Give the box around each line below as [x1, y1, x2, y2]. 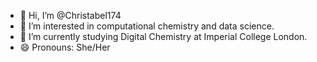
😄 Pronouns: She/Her [19, 41, 111, 53]
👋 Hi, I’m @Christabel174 [19, 10, 122, 21]
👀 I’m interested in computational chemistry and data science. [19, 20, 275, 32]
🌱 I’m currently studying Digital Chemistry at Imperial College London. [19, 31, 308, 42]
